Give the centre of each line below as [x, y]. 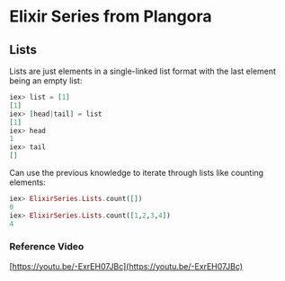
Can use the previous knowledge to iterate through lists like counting [136, 173]
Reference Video [47, 247]
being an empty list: [46, 81]
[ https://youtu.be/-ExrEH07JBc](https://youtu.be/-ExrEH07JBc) [126, 266]
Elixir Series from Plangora [111, 17]
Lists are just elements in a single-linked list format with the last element [143, 71]
